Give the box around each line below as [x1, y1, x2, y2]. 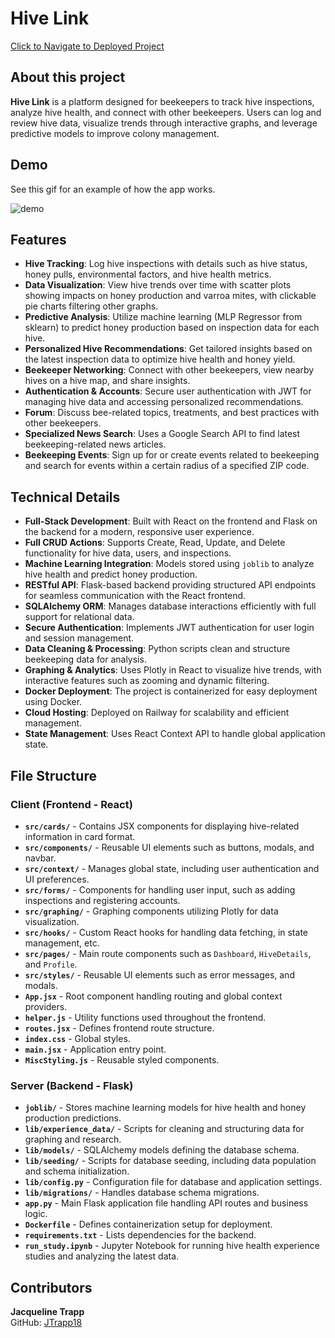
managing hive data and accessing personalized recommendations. [24, 396, 304, 408]
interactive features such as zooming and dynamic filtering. [24, 675, 270, 687]
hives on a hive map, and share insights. [24, 375, 191, 387]
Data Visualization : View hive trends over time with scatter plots [24, 279, 292, 291]
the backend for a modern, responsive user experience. [24, 526, 255, 538]
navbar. [24, 852, 57, 864]
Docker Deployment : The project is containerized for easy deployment [24, 685, 318, 697]
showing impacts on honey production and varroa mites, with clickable [24, 290, 317, 302]
